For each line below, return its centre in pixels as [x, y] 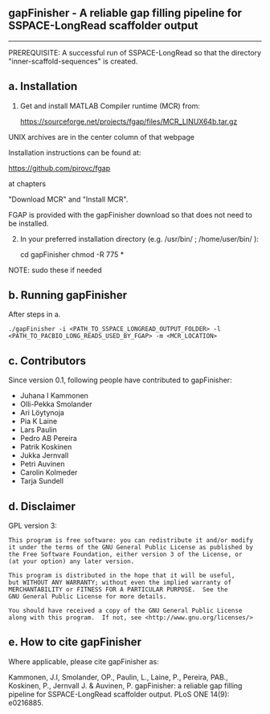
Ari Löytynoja [42, 413]
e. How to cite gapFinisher [75, 642]
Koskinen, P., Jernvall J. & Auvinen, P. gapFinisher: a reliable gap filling [125, 685]
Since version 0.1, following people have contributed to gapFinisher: [120, 380]
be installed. [29, 223]
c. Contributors [47, 361]
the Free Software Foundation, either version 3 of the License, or [125, 555]
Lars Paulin [39, 430]
